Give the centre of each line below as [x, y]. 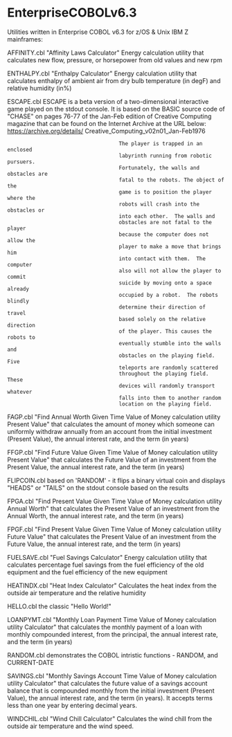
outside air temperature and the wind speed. [70, 726]
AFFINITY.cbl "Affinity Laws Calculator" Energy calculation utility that [106, 53]
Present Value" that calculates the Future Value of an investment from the [112, 460]
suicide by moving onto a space [166, 283]
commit [17, 277]
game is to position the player [166, 192]
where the [21, 198]
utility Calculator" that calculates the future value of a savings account [107, 683]
